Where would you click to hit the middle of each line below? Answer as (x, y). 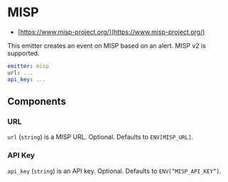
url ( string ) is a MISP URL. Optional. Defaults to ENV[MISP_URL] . (101, 137)
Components (37, 101)
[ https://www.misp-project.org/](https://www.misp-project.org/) (111, 32)
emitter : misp (28, 66)
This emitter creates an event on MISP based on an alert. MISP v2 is (107, 45)
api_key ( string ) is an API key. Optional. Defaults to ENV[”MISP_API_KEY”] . (114, 171)
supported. (23, 53)
